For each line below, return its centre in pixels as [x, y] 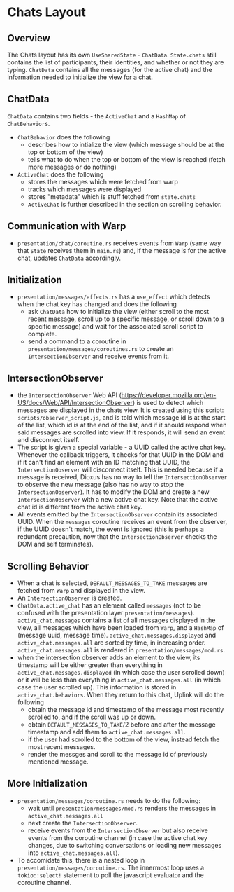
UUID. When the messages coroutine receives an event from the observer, [122, 522]
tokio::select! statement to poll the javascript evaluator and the [110, 875]
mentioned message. [58, 762]
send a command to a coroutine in [77, 341]
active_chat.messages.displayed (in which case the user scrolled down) [121, 673]
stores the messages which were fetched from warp [103, 181]
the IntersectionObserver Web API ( [70, 395]
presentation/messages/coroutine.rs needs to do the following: [109, 800]
